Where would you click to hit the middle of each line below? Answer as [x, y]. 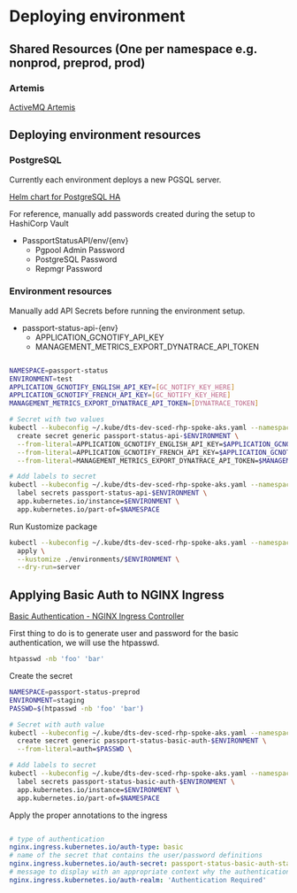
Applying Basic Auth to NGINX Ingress [117, 595]
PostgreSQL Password [76, 259]
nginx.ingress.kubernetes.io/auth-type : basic [96, 847]
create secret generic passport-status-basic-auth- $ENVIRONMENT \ [142, 741]
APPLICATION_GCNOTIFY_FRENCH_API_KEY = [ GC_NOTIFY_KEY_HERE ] [120, 396]
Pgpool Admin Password [80, 250]
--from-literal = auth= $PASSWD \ [75, 750]
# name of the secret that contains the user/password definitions [136, 856]
